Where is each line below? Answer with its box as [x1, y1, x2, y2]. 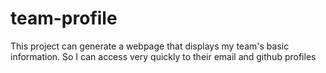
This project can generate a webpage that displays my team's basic [10, 40, 290, 52]
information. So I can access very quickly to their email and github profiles [10, 50, 317, 62]
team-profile [10, 7, 118, 30]
